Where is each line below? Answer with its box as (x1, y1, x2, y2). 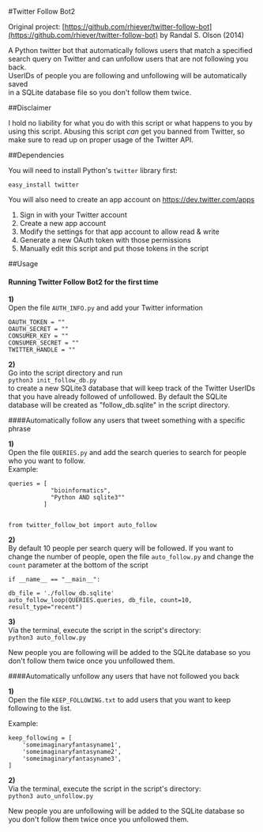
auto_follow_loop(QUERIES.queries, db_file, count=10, (8, 597, 193, 604)
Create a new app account (19, 219, 107, 228)
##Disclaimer (8, 103, 51, 112)
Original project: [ (8, 22, 66, 31)
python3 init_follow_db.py (8, 377, 97, 385)
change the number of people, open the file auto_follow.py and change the (8, 552, 254, 562)
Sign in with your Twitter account (19, 210, 128, 220)
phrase (8, 424, 32, 434)
